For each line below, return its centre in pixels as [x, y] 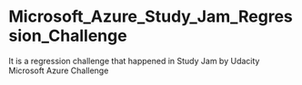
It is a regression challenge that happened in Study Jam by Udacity [134, 61]
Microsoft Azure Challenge [59, 71]
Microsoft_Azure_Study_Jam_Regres [151, 17]
